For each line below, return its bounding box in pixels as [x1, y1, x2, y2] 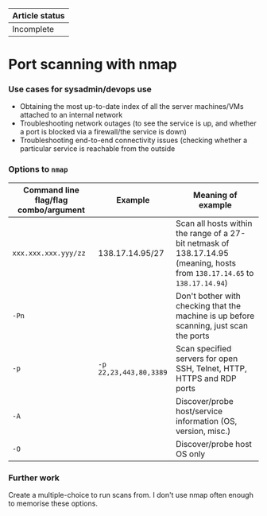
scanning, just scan [176, 320, 249, 331]
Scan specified [176, 343, 232, 354]
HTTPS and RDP [176, 373, 237, 384]
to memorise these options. [8, 499, 98, 508]
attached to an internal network [19, 111, 123, 120]
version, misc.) [176, 425, 231, 436]
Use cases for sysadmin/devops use [8, 83, 153, 95]
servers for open [176, 353, 238, 364]
